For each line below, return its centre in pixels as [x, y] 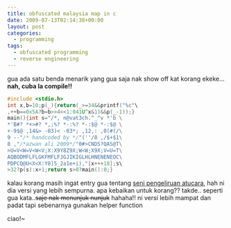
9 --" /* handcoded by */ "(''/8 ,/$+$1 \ [65, 138]
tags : [15, 46]
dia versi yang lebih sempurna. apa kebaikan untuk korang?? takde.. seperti [115, 190]
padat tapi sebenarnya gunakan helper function [75, 205]
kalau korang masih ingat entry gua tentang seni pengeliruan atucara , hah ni [116, 183]
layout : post [26, 26]
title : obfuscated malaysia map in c [62, 14]
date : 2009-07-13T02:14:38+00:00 [55, 20]
